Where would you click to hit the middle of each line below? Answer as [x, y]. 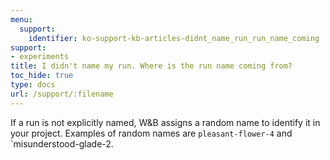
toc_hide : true [42, 76]
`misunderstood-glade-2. [62, 143]
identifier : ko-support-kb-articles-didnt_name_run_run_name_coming [174, 38]
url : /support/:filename [62, 94]
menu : [21, 19]
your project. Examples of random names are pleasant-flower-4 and [151, 133]
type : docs [33, 85]
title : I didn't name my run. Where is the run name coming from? [151, 66]
